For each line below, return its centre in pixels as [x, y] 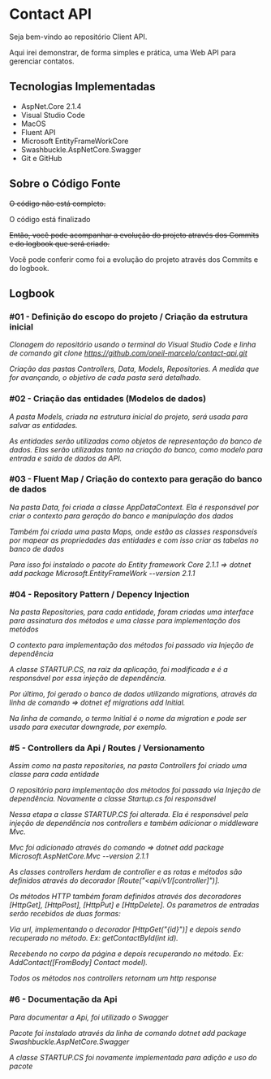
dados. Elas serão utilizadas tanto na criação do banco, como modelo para [136, 449]
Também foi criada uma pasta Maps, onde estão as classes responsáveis [133, 531]
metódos [24, 629]
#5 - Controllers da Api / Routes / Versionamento [107, 748]
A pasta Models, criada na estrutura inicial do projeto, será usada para [129, 417]
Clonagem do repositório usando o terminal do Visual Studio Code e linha [133, 345]
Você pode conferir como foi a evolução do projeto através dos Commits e [134, 259]
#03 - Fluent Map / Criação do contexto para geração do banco [136, 479]
